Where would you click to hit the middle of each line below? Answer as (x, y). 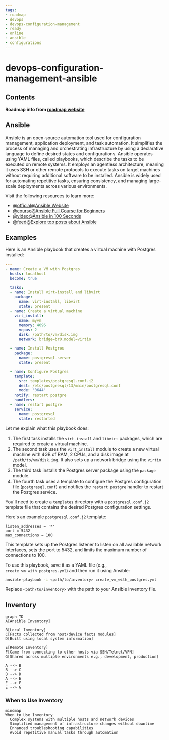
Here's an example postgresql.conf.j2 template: (56, 517)
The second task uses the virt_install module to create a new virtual (86, 449)
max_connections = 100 (29, 535)
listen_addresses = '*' (30, 526)
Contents (20, 97)
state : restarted (37, 419)
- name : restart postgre (36, 405)
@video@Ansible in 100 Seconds (47, 216)
